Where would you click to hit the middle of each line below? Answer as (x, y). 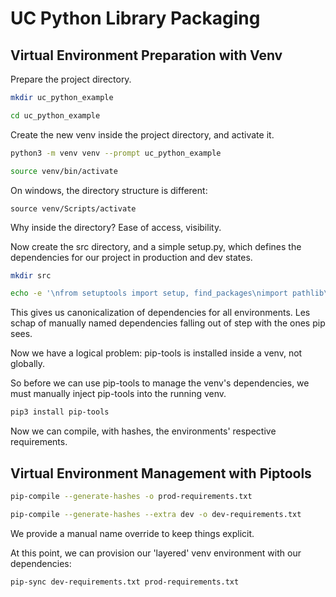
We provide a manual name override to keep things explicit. (132, 533)
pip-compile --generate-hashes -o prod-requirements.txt (131, 496)
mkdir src (31, 275)
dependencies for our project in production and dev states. (131, 257)
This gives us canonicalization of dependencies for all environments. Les (160, 313)
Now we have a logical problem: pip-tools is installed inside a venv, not (156, 353)
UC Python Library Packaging (135, 18)
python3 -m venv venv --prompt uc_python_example (116, 153)
